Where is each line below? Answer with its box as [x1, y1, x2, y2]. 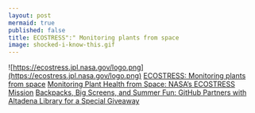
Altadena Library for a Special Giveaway [8, 96, 140, 106]
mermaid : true [8, 19, 56, 27]
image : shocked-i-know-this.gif [8, 41, 115, 49]
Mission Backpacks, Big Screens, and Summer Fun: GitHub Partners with [8, 88, 247, 97]
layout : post [8, 11, 52, 20]
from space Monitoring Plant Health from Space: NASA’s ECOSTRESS [8, 80, 236, 89]
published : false [8, 26, 66, 34]
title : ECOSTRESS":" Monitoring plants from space [8, 33, 180, 42]
